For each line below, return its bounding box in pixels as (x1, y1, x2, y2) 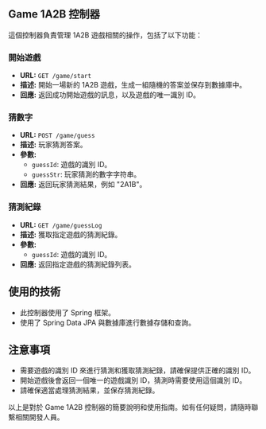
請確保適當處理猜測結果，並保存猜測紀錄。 (19, 385, 160, 396)
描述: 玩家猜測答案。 (19, 140, 87, 150)
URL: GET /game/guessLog (19, 220, 102, 229)
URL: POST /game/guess (19, 131, 95, 140)
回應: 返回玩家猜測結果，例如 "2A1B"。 (19, 180, 147, 189)
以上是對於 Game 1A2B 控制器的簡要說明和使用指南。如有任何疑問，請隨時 (8, 403, 252, 412)
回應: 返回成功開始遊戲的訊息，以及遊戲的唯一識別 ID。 (19, 90, 201, 99)
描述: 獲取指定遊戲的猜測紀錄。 (19, 229, 122, 239)
